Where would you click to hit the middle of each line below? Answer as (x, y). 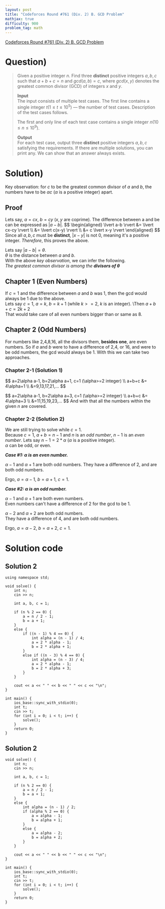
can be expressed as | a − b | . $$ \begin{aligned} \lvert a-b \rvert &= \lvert (79, 225)
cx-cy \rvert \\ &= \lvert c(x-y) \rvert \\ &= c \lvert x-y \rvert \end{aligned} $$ (82, 230)
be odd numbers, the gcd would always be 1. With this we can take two (77, 352)
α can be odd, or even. (28, 445)
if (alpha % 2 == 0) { (46, 812)
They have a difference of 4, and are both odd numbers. (62, 518)
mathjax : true (20, 19)
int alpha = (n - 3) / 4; (58, 660)
